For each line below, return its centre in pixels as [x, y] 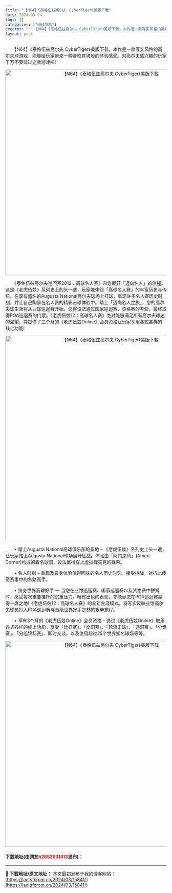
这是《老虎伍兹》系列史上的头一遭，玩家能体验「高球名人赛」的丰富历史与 [84, 289]
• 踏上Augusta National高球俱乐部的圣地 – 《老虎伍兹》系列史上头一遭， [90, 549]
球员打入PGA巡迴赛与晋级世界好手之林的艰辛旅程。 [63, 609]
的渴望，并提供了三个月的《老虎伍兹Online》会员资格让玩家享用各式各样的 [84, 322]
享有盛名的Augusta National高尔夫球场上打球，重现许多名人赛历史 [88, 296]
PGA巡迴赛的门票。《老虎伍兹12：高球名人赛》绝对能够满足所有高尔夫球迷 [87, 315]
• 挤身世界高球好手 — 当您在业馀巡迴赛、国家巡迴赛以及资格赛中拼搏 [87, 590]
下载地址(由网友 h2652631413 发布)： [44, 856]
